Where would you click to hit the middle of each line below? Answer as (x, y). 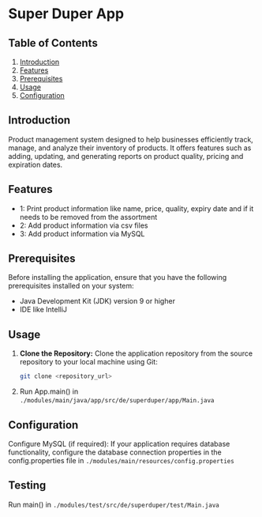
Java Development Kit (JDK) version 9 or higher (97, 301)
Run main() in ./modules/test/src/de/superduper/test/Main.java (114, 504)
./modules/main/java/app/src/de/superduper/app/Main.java (117, 401)
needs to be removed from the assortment (88, 217)
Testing (27, 486)
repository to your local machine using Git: (88, 362)
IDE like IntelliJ (43, 310)
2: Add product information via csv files (84, 225)
